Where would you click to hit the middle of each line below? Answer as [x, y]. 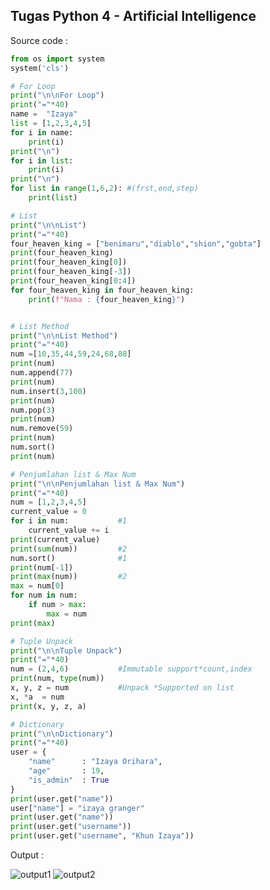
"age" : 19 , [66, 771]
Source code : [39, 40]
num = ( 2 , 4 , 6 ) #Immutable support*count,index [131, 669]
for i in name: [42, 132]
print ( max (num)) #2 [69, 577]
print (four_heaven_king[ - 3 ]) [71, 272]
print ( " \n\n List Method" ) [64, 335]
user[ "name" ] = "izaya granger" [77, 808]
